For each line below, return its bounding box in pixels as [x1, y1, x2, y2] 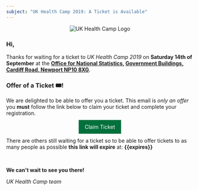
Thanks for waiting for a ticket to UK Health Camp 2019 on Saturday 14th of [6, 53, 193, 60]
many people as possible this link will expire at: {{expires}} [6, 143, 153, 151]
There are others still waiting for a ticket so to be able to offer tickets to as [6, 137, 187, 145]
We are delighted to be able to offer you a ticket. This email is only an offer [6, 97, 189, 104]
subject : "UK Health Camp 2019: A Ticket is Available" [6, 8, 147, 15]
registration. [6, 109, 36, 117]
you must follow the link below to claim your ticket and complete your [6, 104, 177, 111]
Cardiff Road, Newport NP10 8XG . [6, 66, 91, 73]
